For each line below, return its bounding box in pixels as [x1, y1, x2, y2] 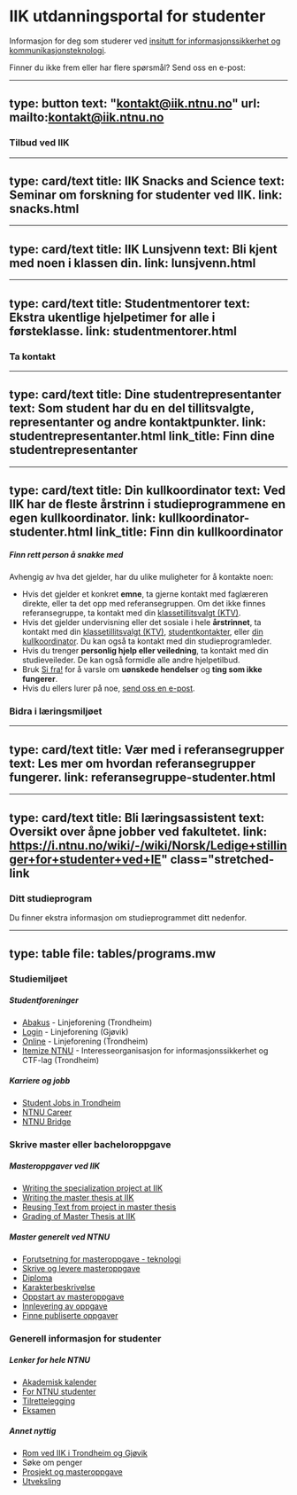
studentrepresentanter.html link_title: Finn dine [9, 428, 276, 444]
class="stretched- [170, 851, 275, 866]
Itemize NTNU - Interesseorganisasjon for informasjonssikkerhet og [21, 1045, 269, 1056]
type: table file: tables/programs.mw [9, 946, 217, 961]
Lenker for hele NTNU [9, 1354, 91, 1365]
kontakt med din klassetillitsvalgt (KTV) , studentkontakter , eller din [21, 627, 263, 638]
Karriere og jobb [9, 1075, 71, 1085]
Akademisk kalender [21, 1376, 97, 1387]
